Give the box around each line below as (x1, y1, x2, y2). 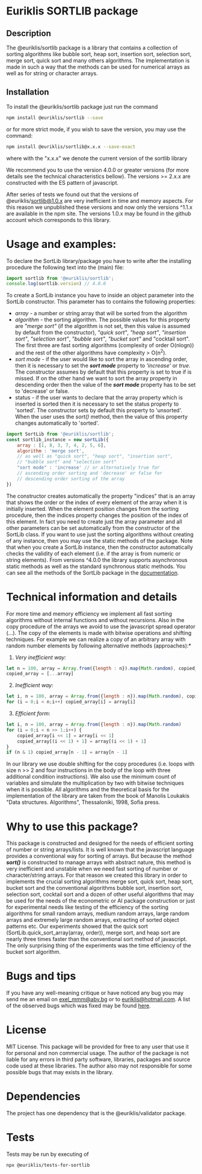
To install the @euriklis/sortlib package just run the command (6, 103, 158, 110)
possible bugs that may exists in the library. (6, 1069, 114, 1076)
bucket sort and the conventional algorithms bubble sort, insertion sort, (6, 885, 183, 892)
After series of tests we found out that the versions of (6, 191, 139, 198)
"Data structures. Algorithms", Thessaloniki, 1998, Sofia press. (6, 799, 161, 806)
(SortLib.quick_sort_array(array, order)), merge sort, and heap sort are (6, 929, 180, 936)
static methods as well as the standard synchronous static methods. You (6, 563, 186, 570)
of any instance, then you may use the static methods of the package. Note (6, 537, 193, 544)
